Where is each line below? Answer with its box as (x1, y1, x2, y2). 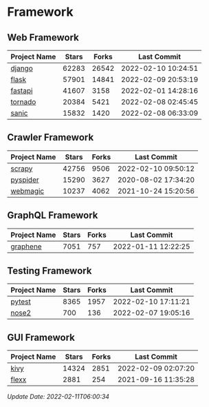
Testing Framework (7, 265, 92, 277)
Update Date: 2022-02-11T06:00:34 (7, 393, 110, 401)
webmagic (10, 186, 45, 196)
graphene (10, 242, 43, 251)
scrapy (10, 163, 33, 173)
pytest (10, 297, 31, 306)
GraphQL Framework (7, 209, 98, 221)
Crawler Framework (7, 132, 94, 143)
